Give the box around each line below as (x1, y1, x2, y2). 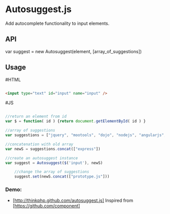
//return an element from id (5, 114, 67, 119)
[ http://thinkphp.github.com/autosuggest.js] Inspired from (12, 197, 133, 203)
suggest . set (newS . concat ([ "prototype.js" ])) (14, 174, 110, 179)
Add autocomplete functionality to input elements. (5, 20, 110, 26)
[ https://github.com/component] (12, 203, 80, 209)
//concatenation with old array (5, 142, 73, 147)
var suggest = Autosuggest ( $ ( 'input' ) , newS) (5, 160, 103, 165)
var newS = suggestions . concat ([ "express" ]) (5, 146, 101, 151)
